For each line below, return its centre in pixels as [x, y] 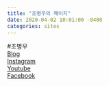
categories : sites [33, 26]
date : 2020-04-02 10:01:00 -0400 [55, 20]
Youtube [19, 68]
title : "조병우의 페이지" [39, 13]
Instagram [21, 61]
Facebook [21, 76]
